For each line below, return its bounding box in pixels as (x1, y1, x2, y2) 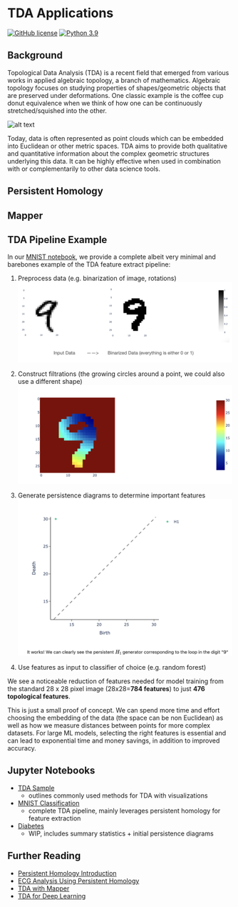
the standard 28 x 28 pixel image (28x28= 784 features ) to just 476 (7, 685, 205, 693)
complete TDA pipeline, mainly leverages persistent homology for (28, 806, 221, 815)
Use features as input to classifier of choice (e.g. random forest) (17, 663, 207, 672)
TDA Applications (7, 5, 114, 21)
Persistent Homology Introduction (17, 868, 117, 877)
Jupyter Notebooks (7, 765, 95, 777)
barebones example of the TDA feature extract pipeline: (7, 260, 171, 269)
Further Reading (7, 850, 81, 862)
